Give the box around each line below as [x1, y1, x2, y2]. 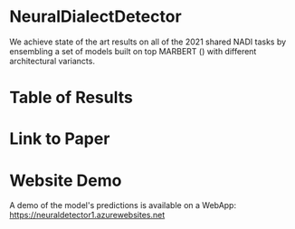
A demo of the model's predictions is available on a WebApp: [9, 200, 237, 211]
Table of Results [9, 88, 133, 108]
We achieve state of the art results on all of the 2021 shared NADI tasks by [9, 36, 287, 47]
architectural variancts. [9, 55, 95, 66]
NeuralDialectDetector [9, 6, 183, 27]
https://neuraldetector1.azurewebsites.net [9, 210, 166, 221]
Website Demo [9, 170, 122, 191]
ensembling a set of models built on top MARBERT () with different [9, 45, 257, 56]
